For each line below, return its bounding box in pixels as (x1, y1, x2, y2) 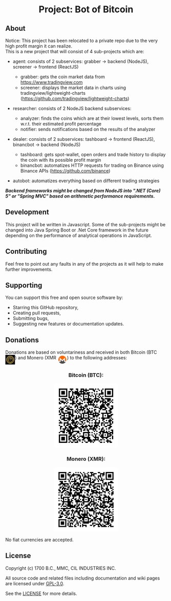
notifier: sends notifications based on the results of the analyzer (20, 126, 156, 132)
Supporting (5, 281, 42, 290)
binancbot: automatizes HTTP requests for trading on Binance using (20, 162, 164, 168)
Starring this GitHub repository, (12, 305, 79, 311)
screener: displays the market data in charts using (20, 84, 126, 91)
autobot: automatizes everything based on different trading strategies (12, 178, 160, 184)
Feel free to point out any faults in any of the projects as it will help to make (5, 261, 164, 267)
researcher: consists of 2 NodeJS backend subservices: (12, 105, 132, 111)
